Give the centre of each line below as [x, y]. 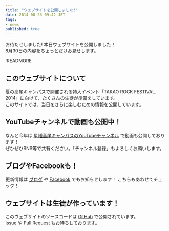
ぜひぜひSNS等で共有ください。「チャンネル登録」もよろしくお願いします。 [85, 148]
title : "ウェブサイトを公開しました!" [42, 10]
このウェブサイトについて [46, 78]
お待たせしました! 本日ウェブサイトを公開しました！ [60, 45]
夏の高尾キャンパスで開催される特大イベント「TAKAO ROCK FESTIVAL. [81, 91]
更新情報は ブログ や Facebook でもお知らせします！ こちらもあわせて [79, 179]
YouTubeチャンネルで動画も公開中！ [63, 122]
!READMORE [18, 61]
